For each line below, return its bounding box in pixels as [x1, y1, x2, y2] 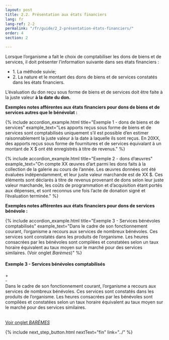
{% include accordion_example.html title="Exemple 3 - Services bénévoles [5, 217, 160, 223]
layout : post [5, 7, 33, 13]
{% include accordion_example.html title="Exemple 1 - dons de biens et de [5, 119, 160, 125]
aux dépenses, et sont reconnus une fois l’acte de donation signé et [5, 187, 146, 193]
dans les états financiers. [12, 79, 65, 85]
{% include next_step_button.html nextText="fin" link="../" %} [5, 329, 133, 335]
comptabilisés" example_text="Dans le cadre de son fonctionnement [5, 223, 147, 229]
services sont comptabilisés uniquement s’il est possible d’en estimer [5, 130, 149, 136]
